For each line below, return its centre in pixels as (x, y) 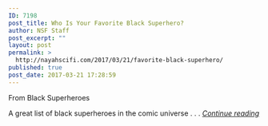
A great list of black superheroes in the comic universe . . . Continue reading (134, 113)
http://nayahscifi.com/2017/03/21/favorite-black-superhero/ (120, 61)
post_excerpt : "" (37, 38)
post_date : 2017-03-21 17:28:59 (62, 75)
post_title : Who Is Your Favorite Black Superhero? (96, 23)
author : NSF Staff (39, 30)
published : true (35, 68)
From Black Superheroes (49, 97)
